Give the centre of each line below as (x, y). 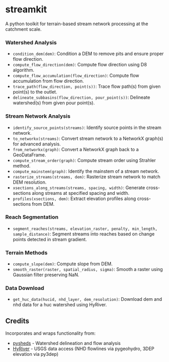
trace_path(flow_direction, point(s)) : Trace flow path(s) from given (87, 86)
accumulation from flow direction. (48, 81)
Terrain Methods (26, 252)
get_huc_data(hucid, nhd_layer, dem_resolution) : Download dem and (87, 299)
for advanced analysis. (37, 144)
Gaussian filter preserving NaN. (46, 275)
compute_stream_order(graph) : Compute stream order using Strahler (84, 160)
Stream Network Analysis (38, 116)
